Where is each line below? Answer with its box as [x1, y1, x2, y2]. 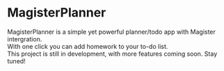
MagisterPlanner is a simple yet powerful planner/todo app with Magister [7, 28, 216, 36]
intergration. [7, 34, 42, 43]
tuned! [7, 57, 26, 65]
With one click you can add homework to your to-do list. [7, 42, 168, 50]
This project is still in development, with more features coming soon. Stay [7, 50, 218, 58]
